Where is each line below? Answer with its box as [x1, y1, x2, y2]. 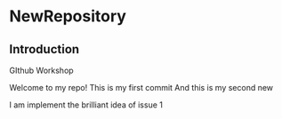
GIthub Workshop [9, 65, 74, 75]
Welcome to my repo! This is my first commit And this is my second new [9, 83, 274, 92]
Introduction [9, 42, 80, 57]
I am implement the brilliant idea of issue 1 [9, 99, 163, 110]
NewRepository [9, 6, 127, 27]
